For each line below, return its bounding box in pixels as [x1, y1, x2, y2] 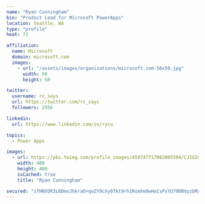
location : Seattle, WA [6, 20, 64, 26]
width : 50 [22, 71, 48, 77]
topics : [6, 132, 26, 138]
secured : [6, 188, 29, 194]
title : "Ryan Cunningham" [17, 177, 84, 183]
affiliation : [6, 43, 40, 49]
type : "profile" [6, 26, 48, 32]
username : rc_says [12, 93, 59, 99]
